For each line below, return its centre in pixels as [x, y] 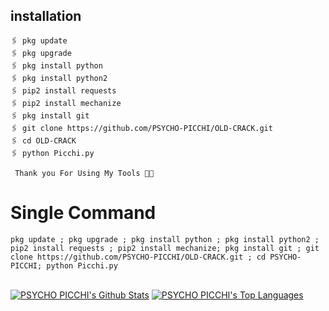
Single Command [83, 213]
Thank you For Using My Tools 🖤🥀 [84, 173]
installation [46, 16]
